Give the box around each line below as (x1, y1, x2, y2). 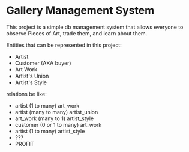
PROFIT (14, 140, 34, 147)
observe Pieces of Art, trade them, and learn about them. (6, 29, 148, 37)
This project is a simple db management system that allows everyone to (6, 23, 184, 31)
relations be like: (6, 90, 47, 97)
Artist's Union (14, 72, 49, 79)
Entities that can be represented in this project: (6, 41, 122, 49)
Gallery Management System (6, 4, 155, 17)
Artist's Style (14, 79, 47, 86)
